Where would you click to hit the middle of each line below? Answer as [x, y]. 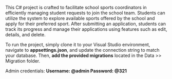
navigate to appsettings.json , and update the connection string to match [83, 50]
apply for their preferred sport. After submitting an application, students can [85, 24]
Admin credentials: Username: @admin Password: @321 [66, 71]
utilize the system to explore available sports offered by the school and [80, 18]
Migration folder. [23, 61]
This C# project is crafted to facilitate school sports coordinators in [76, 7]
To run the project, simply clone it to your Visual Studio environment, [78, 45]
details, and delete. [25, 35]
